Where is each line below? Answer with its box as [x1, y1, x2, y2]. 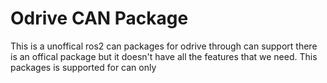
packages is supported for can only [10, 61, 157, 73]
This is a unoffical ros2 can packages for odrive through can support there [10, 40, 318, 52]
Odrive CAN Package [10, 7, 189, 30]
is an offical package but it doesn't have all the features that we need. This [10, 50, 318, 62]
